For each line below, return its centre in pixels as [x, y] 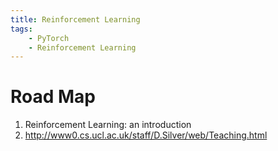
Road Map [53, 97]
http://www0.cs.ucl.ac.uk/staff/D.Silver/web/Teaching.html [146, 135]
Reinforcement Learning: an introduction [108, 125]
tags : [21, 29]
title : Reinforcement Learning [75, 19]
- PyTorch [49, 38]
